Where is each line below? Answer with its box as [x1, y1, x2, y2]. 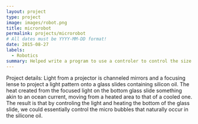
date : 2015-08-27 [6, 42, 49, 48]
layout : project [6, 8, 46, 15]
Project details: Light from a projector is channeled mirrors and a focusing [6, 74, 186, 81]
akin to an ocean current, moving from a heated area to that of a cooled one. [6, 93, 193, 100]
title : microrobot [6, 25, 51, 31]
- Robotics [11, 53, 38, 58]
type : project [6, 14, 41, 20]
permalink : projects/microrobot [6, 31, 86, 37]
